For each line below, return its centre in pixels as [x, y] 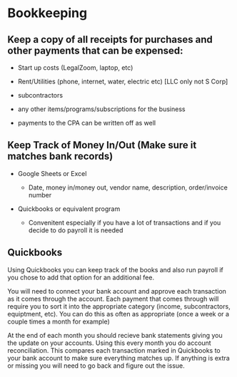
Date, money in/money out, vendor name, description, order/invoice [128, 187]
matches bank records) [60, 156]
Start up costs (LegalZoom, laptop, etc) [75, 68]
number [40, 195]
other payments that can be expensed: [95, 50]
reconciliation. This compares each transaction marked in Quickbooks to [114, 350]
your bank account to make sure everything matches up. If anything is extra [118, 358]
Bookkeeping [47, 13]
